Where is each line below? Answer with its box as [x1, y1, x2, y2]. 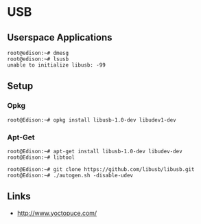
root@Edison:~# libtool [7, 154, 75, 161]
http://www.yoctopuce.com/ [16, 209, 97, 217]
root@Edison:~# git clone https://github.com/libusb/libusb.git [7, 166, 195, 172]
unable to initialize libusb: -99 [7, 62, 106, 69]
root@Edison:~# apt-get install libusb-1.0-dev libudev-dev [7, 148, 183, 155]
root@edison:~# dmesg [7, 49, 69, 56]
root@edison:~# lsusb [7, 56, 69, 63]
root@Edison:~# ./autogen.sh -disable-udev [7, 172, 134, 179]
